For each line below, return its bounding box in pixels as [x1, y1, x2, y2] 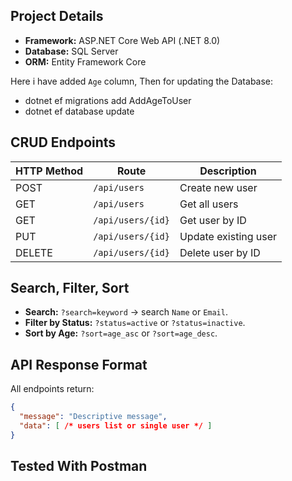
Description [199, 164, 257, 178]
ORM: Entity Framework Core [24, 55, 147, 68]
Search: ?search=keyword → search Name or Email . [24, 306, 228, 318]
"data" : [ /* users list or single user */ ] [19, 421, 213, 431]
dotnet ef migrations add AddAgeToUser [24, 94, 192, 106]
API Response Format [10, 356, 148, 373]
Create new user [179, 180, 258, 194]
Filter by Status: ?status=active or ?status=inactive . [24, 317, 246, 329]
